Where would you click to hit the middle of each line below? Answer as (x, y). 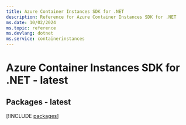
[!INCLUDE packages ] (32, 116)
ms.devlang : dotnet (30, 33)
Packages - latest (39, 102)
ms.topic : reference (31, 28)
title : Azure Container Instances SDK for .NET (65, 11)
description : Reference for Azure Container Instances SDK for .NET (91, 17)
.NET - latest (37, 80)
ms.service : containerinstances (45, 39)
